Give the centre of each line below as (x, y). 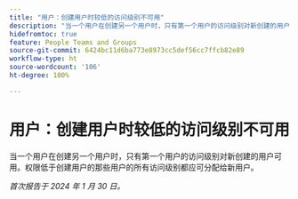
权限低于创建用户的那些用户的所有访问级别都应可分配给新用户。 (141, 167)
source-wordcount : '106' (55, 68)
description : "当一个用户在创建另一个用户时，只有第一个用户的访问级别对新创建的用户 (150, 26)
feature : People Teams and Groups (73, 42)
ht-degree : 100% (39, 76)
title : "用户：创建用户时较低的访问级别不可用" (87, 17)
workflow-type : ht (43, 59)
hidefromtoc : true (43, 34)
